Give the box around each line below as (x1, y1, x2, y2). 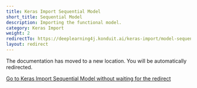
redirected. (6, 63, 33, 70)
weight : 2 (6, 31, 30, 36)
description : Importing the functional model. (6, 19, 122, 25)
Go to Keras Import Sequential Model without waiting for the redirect (6, 75, 171, 82)
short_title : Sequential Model (6, 14, 83, 20)
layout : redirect (6, 42, 49, 48)
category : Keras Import (6, 25, 64, 31)
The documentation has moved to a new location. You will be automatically (6, 57, 187, 65)
